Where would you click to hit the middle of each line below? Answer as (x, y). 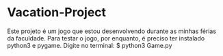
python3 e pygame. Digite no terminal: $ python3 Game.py (90, 45)
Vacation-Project (57, 12)
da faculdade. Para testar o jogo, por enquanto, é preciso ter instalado (106, 38)
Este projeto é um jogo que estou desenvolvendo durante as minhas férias (112, 31)
